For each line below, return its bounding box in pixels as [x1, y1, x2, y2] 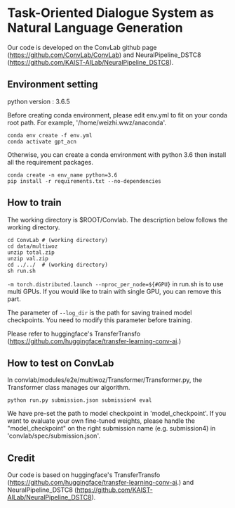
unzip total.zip [7, 248, 55, 256]
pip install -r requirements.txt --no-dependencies [7, 177, 161, 184]
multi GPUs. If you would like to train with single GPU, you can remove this [7, 287, 222, 296]
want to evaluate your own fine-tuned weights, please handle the [7, 417, 195, 425]
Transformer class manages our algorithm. [7, 383, 130, 392]
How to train [7, 197, 62, 209]
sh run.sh [7, 267, 36, 274]
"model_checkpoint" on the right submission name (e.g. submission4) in [7, 424, 216, 433]
